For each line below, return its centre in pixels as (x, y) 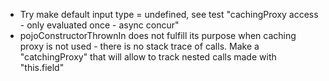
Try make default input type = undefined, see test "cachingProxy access (169, 14)
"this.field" (42, 67)
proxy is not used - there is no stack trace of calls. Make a (139, 46)
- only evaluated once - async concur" (99, 25)
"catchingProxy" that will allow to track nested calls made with (148, 57)
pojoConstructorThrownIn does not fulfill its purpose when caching (158, 35)
